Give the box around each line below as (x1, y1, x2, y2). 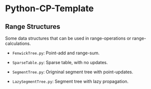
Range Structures (5, 22, 61, 31)
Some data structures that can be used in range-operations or (5, 35, 132, 41)
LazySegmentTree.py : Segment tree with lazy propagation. (12, 79, 129, 84)
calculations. (5, 41, 31, 46)
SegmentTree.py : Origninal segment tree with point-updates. (12, 69, 133, 75)
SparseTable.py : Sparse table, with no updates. (12, 60, 108, 65)
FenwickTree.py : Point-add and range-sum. (12, 50, 100, 56)
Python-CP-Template (5, 3, 94, 14)
